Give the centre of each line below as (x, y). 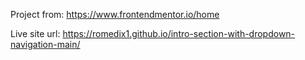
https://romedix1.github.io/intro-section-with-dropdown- (179, 33)
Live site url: (35, 33)
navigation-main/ (45, 44)
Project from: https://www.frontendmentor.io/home (115, 14)
